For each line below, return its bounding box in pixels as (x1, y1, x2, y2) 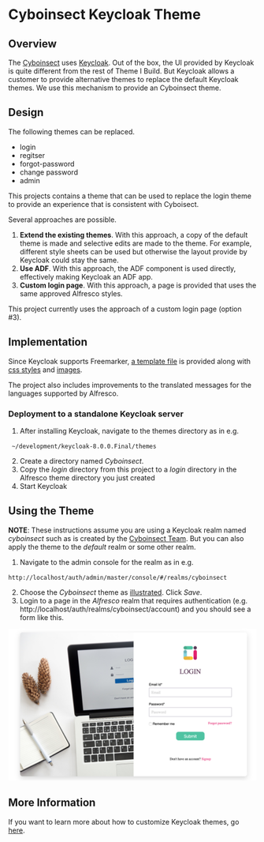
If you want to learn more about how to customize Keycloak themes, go (8, 817, 240, 826)
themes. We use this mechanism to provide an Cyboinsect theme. (8, 83, 221, 92)
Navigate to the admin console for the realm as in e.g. (19, 557, 194, 566)
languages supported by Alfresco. (8, 389, 119, 398)
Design (8, 106, 44, 119)
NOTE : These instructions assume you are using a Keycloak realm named (8, 525, 247, 535)
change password (19, 167, 79, 177)
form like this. (19, 612, 65, 622)
